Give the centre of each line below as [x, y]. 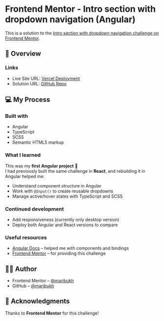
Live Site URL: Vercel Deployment [46, 78]
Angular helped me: [25, 176]
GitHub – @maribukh [33, 286]
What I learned [23, 155]
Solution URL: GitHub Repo [39, 83]
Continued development [35, 209]
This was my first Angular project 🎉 [42, 166]
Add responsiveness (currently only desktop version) [66, 219]
